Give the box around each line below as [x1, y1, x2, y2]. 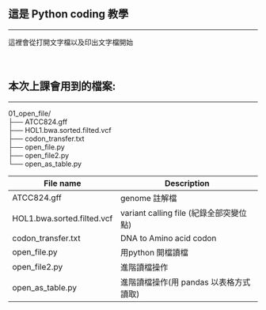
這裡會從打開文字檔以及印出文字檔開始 [8, 37, 133, 47]
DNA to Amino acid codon [120, 232, 217, 244]
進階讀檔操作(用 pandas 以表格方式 [120, 276, 251, 287]
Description [165, 177, 210, 188]
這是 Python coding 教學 [8, 7, 129, 21]
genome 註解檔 [120, 192, 177, 203]
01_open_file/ [8, 108, 51, 118]
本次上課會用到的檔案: [8, 80, 116, 93]
